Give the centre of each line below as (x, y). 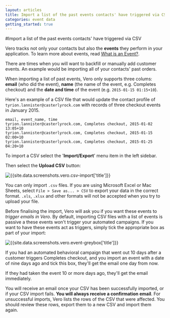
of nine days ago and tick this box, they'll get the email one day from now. (82, 263)
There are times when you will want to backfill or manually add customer (81, 63)
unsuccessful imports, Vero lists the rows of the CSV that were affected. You (85, 299)
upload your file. (22, 202)
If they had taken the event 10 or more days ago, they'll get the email (77, 273)
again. (12, 310)
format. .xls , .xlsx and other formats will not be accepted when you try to (83, 196)
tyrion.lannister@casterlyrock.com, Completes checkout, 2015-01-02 (79, 124)
